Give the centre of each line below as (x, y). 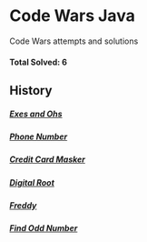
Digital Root (32, 182)
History (31, 91)
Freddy (23, 206)
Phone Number (39, 136)
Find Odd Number (44, 228)
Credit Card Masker (48, 159)
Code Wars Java (73, 16)
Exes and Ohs (36, 114)
